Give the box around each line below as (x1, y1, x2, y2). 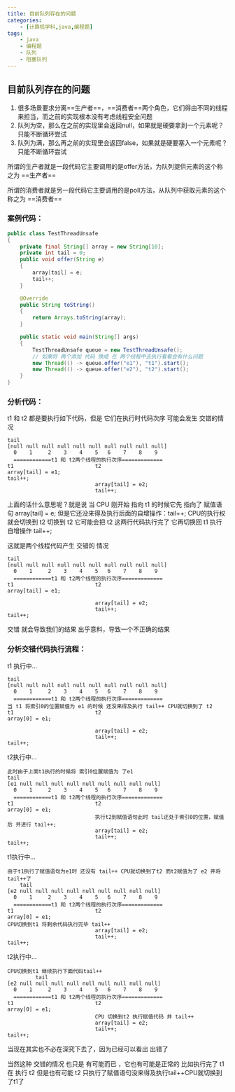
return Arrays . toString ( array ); (32, 315, 127, 322)
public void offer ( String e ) (20, 256, 105, 263)
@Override (20, 295, 49, 302)
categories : (7, 17, 42, 24)
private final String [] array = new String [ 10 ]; (20, 243, 164, 250)
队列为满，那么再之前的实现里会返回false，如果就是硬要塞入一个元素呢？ (17, 138, 228, 147)
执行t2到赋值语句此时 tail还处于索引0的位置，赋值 (94, 813, 225, 820)
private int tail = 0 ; (20, 249, 86, 256)
